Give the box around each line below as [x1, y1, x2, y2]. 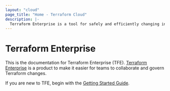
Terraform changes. [5, 70, 47, 76]
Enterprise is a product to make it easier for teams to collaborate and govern [5, 65, 164, 71]
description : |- [5, 17, 39, 22]
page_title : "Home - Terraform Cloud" [5, 12, 87, 17]
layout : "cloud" [5, 7, 39, 13]
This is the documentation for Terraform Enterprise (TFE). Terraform [5, 60, 147, 66]
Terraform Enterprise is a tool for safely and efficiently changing [10, 21, 159, 27]
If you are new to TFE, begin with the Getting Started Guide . [5, 80, 130, 86]
